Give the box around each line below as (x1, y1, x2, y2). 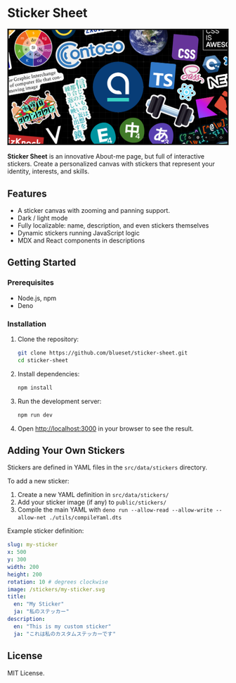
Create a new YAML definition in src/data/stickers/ (17, 491, 169, 499)
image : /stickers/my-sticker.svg (7, 586, 105, 593)
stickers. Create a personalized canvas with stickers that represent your (7, 160, 216, 168)
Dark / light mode (17, 214, 68, 223)
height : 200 (7, 571, 42, 578)
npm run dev (17, 411, 53, 419)
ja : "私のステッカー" (13, 608, 70, 615)
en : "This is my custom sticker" (13, 622, 112, 630)
